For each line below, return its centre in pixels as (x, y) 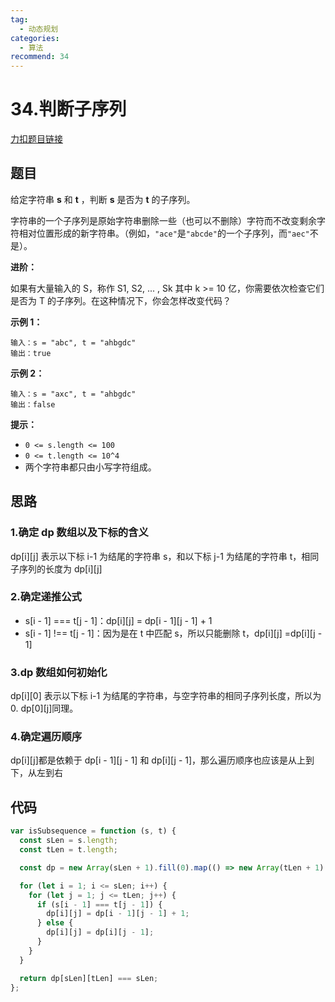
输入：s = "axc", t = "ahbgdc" (73, 394)
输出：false (33, 404)
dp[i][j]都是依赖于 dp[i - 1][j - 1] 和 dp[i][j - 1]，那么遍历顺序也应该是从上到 (162, 760)
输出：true (31, 353)
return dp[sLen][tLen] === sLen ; (89, 978)
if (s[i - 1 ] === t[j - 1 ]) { (99, 904)
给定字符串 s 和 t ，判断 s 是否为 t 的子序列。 (103, 199)
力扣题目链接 (36, 139)
